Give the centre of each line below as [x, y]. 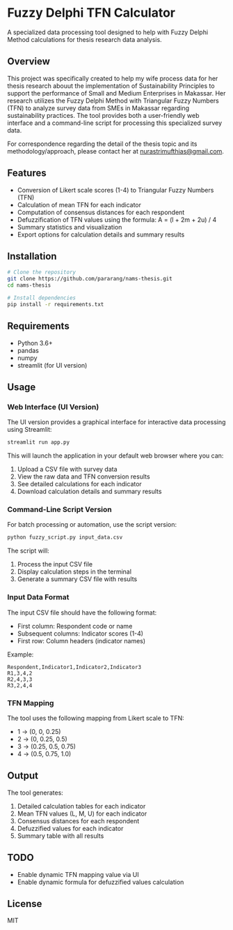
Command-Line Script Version [60, 509]
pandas [28, 350]
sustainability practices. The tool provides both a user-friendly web [103, 115]
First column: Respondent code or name [75, 626]
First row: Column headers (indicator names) [81, 640]
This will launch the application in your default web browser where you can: [115, 456]
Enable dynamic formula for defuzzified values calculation [101, 882]
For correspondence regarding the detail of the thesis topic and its [102, 144]
